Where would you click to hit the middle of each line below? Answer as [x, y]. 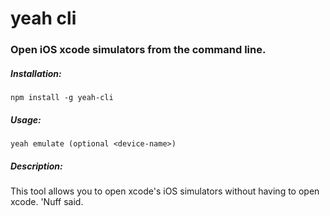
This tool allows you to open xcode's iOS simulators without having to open [165, 191]
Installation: [36, 73]
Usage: [26, 119]
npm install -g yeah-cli [62, 98]
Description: [36, 166]
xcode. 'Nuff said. [47, 202]
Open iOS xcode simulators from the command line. [138, 50]
